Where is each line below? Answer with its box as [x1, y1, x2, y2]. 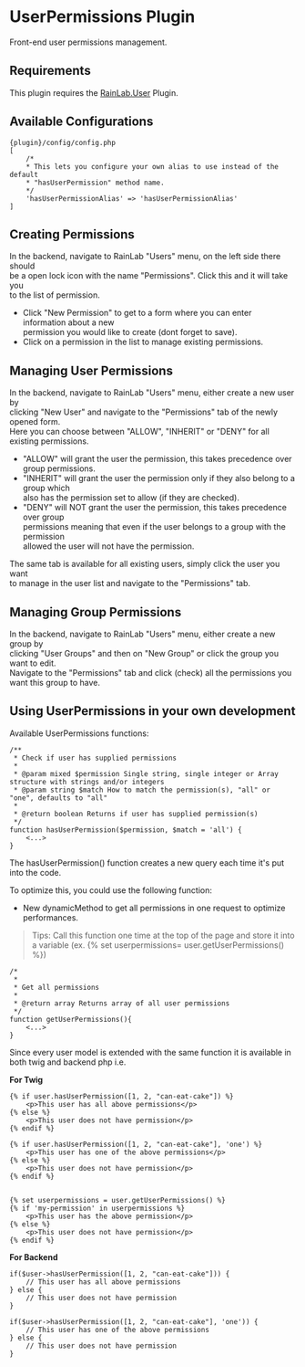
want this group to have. [9, 678, 100, 688]
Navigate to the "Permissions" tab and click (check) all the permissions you [9, 668, 292, 678]
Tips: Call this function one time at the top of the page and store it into [31, 930, 295, 941]
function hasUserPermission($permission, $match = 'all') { [9, 825, 243, 835]
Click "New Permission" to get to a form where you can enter [22, 308, 252, 319]
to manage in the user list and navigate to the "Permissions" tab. [9, 578, 251, 589]
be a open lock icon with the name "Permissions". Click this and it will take [9, 270, 289, 281]
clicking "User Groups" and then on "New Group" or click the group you [9, 648, 280, 658]
